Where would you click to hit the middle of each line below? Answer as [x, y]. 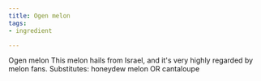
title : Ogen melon [39, 16]
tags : [17, 23]
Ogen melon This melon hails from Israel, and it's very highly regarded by [131, 60]
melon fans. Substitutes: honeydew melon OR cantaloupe [104, 69]
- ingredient [30, 30]
